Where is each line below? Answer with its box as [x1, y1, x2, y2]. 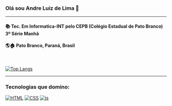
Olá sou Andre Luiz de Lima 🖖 [5, 5, 79, 12]
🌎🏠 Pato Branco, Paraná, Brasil [5, 43, 75, 49]
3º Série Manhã [5, 30, 39, 36]
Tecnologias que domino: [5, 83, 70, 91]
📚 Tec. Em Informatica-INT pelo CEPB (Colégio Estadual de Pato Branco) [5, 23, 163, 29]
